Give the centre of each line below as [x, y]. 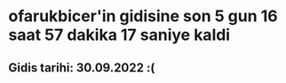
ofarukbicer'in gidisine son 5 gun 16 [143, 16]
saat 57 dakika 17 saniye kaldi [119, 35]
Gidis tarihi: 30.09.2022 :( [82, 68]
